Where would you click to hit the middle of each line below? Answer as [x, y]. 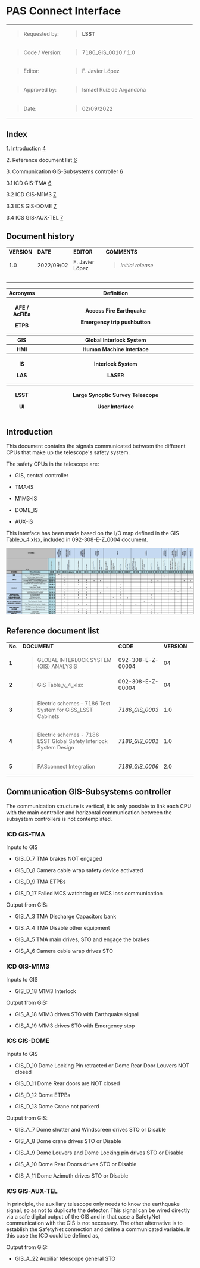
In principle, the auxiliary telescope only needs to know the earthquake [93, 1204]
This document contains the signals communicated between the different [96, 446]
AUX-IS [24, 521]
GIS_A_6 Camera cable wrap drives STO [64, 951]
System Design [56, 748]
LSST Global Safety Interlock [73, 741]
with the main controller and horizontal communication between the [89, 812]
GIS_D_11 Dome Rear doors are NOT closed [67, 1083]
